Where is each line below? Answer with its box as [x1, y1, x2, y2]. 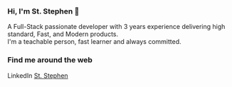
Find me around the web [7, 55, 93, 65]
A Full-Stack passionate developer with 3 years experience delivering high [7, 23, 226, 31]
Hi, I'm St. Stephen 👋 [7, 6, 80, 16]
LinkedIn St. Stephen [7, 71, 69, 80]
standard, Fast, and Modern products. [7, 30, 119, 38]
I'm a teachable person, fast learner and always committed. [7, 37, 181, 46]
